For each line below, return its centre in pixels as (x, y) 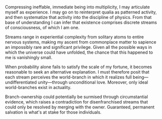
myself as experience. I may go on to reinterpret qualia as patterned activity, (81, 12)
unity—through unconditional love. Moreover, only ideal (93, 82)
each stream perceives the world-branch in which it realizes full (68, 77)
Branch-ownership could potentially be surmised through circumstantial (77, 97)
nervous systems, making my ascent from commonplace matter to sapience (81, 42)
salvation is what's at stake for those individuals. (53, 112)
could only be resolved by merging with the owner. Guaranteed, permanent (80, 107)
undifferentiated (21, 82)
